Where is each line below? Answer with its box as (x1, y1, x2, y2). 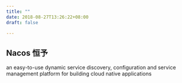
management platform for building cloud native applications (6, 70, 152, 77)
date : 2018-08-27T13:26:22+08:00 (6, 14, 89, 20)
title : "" (6, 8, 31, 15)
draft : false (6, 19, 39, 25)
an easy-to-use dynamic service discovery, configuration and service (6, 64, 176, 71)
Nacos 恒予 (6, 48, 49, 58)
